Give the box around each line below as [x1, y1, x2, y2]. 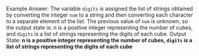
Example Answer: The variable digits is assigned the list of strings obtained [6, 5, 194, 12]
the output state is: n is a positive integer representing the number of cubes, [6, 24, 193, 31]
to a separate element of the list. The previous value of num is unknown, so [6, 18, 188, 24]
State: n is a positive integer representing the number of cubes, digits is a [6, 37, 192, 43]
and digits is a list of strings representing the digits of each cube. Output [6, 30, 186, 38]
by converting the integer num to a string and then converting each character [6, 11, 194, 18]
